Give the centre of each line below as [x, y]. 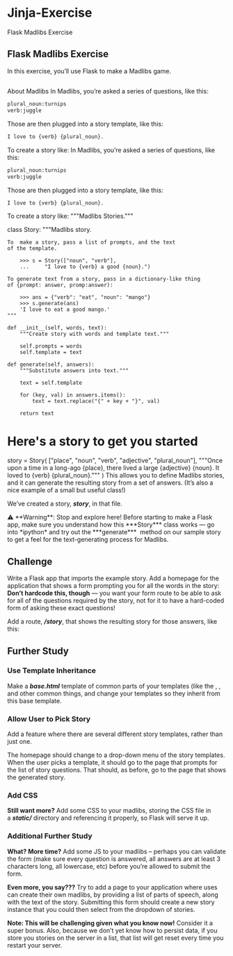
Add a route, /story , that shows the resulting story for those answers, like [112, 622]
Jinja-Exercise [50, 13]
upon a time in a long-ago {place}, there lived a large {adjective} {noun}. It [113, 468]
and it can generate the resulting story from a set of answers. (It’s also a [110, 483]
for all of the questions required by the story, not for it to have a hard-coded [116, 601]
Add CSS [23, 795]
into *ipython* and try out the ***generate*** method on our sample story [114, 532]
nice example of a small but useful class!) [67, 490]
